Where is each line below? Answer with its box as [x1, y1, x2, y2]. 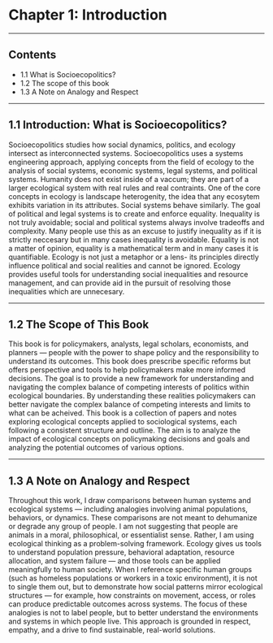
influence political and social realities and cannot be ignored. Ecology [8, 260, 241, 270]
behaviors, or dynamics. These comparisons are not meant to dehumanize [8, 513, 258, 523]
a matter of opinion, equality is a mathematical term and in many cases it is [8, 243, 258, 253]
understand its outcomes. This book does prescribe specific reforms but [8, 356, 251, 367]
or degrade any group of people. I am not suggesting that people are [8, 522, 238, 532]
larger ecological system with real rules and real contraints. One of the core [8, 183, 262, 193]
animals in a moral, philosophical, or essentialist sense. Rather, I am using [8, 530, 254, 540]
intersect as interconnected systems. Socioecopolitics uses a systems [8, 148, 244, 158]
